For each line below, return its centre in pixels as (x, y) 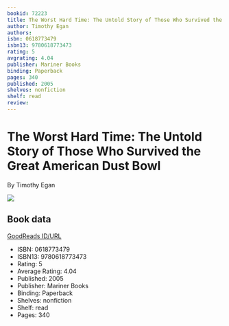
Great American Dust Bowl (84, 166)
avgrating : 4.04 (30, 58)
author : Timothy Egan (38, 26)
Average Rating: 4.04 (47, 271)
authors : (20, 33)
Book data (29, 219)
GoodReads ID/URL (34, 236)
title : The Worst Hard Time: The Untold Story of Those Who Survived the (115, 20)
